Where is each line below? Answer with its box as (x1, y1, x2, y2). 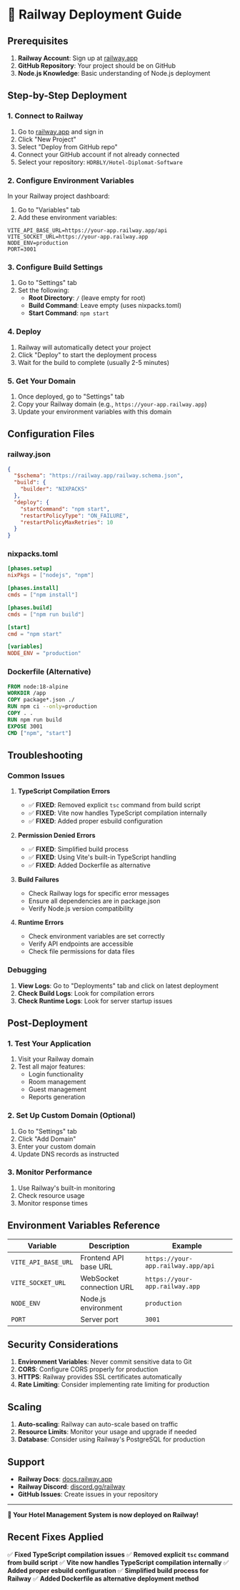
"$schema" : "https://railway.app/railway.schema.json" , (14, 472, 184, 479)
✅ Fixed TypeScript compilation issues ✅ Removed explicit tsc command (7, 1550, 229, 1559)
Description (89, 1241, 130, 1251)
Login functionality (28, 1070, 84, 1079)
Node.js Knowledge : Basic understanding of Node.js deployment (17, 69, 211, 77)
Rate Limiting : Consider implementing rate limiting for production (17, 1380, 210, 1389)
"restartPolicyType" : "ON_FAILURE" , (20, 512, 130, 519)
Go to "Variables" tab (17, 205, 81, 214)
